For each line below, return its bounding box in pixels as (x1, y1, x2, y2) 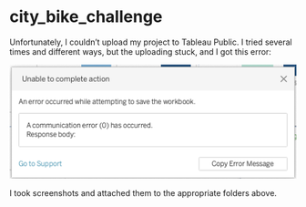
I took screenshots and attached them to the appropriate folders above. (9, 188, 278, 199)
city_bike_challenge (9, 6, 163, 27)
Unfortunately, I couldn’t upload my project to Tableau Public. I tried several (9, 36, 293, 47)
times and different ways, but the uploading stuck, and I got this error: (9, 46, 271, 57)
